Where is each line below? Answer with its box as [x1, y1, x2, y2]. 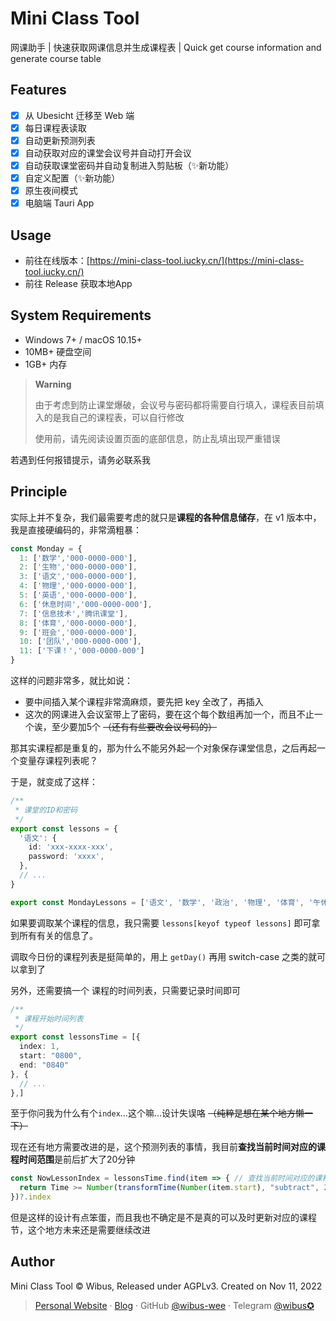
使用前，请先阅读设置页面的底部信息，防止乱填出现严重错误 [34, 432, 281, 444]
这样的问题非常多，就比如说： [10, 675, 133, 687]
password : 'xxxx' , [28, 852, 105, 862]
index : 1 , [19, 1042, 60, 1052]
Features [10, 82, 67, 99]
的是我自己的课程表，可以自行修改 [43, 411, 185, 423]
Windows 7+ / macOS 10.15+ [24, 333, 143, 346]
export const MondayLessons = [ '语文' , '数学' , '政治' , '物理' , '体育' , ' [10, 897, 314, 907]
